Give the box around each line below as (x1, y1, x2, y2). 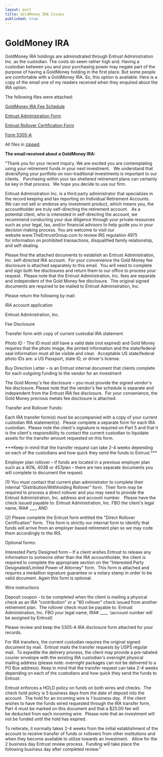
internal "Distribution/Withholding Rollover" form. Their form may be (5, 485, 143, 490)
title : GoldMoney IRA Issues (5, 12, 64, 17)
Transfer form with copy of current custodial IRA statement (5, 331, 123, 336)
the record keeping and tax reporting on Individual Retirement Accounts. (5, 196, 150, 202)
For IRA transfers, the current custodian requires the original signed (5, 639, 140, 645)
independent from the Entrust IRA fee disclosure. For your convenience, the (5, 390, 158, 396)
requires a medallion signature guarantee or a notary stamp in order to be (5, 570, 152, 576)
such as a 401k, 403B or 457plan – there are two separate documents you (5, 465, 153, 470)
